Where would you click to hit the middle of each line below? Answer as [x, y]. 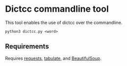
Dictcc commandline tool [57, 9]
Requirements [27, 47]
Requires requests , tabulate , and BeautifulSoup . [53, 58]
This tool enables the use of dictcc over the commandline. [64, 22]
